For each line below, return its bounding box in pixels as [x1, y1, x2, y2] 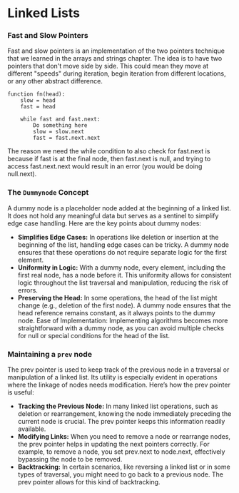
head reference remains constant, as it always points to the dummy [17, 308, 215, 317]
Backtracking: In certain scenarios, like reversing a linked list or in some [17, 462, 230, 472]
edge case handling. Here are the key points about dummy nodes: [7, 219, 202, 228]
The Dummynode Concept [7, 188, 89, 198]
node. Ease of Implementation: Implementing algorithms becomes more [17, 316, 228, 325]
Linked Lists [7, 5, 81, 21]
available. [17, 425, 46, 433]
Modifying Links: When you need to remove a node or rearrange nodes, [17, 432, 230, 441]
